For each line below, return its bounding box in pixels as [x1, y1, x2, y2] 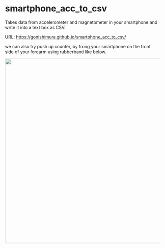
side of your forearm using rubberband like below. [5, 49, 107, 55]
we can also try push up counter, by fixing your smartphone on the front [5, 43, 151, 49]
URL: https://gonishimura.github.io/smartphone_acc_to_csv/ [5, 34, 126, 40]
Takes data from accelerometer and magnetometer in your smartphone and [5, 19, 158, 25]
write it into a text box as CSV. [5, 24, 66, 30]
